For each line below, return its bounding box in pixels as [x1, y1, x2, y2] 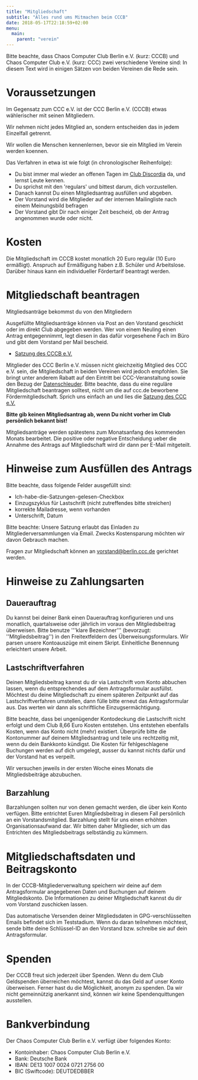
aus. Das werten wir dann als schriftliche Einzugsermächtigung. [6, 704, 161, 711]
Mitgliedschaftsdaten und [6, 850, 136, 863]
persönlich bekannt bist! [6, 417, 68, 424]
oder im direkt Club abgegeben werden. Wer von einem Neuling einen [6, 326, 176, 333]
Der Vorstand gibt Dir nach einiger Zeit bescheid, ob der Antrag [14, 208, 170, 215]
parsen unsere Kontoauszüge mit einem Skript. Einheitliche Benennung [6, 639, 179, 646]
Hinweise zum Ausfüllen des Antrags [6, 462, 192, 475]
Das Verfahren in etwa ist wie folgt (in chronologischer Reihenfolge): [6, 158, 173, 166]
